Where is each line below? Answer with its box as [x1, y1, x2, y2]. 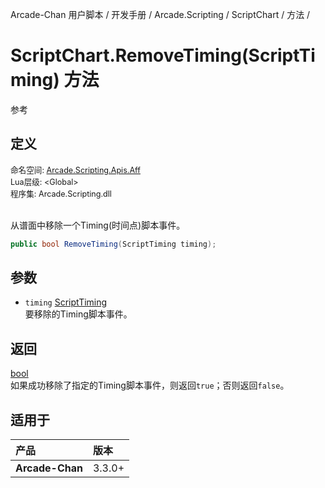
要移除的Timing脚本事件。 [24, 308, 133, 320]
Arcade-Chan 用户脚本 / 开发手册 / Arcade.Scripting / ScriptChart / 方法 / [10, 9, 311, 20]
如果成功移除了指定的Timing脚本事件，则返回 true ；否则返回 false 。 [10, 379, 290, 392]
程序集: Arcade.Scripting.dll [10, 188, 112, 199]
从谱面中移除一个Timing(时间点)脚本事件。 [10, 219, 186, 231]
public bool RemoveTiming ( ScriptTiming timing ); [10, 239, 217, 249]
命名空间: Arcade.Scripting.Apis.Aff [10, 164, 141, 175]
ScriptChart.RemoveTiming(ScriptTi [10, 44, 316, 67]
